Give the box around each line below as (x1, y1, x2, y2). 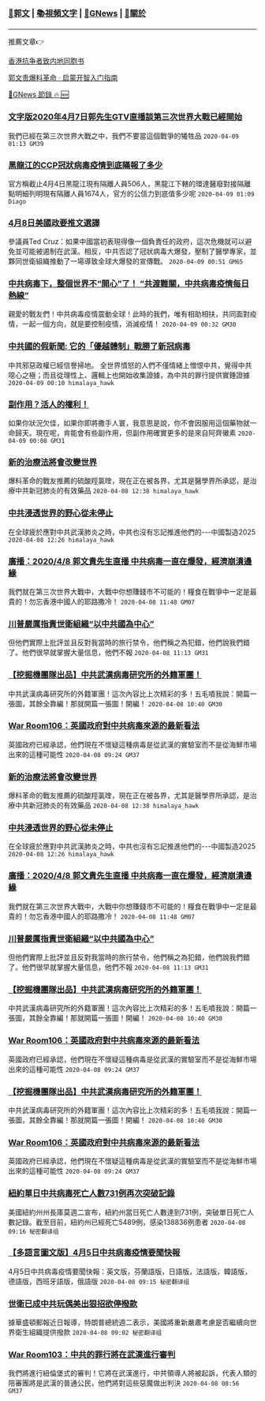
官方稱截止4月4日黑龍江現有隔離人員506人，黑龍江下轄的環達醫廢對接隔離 (8, 178, 251, 188)
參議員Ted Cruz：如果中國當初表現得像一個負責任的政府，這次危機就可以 (8, 237, 246, 246)
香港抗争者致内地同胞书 (8, 56, 84, 66)
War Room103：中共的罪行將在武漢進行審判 (8, 1349, 176, 1360)
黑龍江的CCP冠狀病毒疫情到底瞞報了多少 (8, 159, 163, 170)
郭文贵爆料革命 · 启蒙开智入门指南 (8, 73, 118, 83)
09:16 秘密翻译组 (8, 1227, 59, 1235)
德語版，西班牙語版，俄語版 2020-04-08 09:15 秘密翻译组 (8, 1276, 190, 1286)
